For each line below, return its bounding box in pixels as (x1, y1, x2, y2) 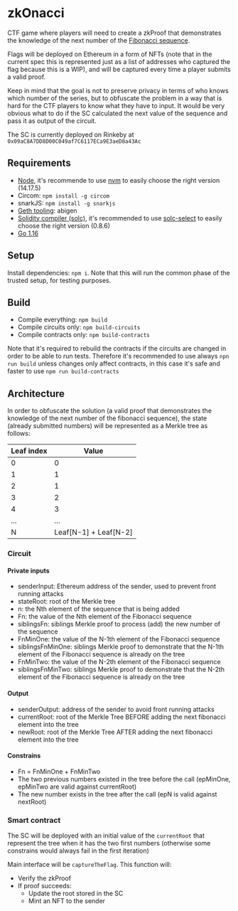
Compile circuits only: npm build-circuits (17, 323, 141, 331)
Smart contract (7, 815, 61, 825)
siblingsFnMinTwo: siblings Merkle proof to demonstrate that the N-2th (17, 665, 225, 673)
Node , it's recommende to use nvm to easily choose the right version (17, 176, 220, 184)
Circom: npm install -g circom (17, 191, 110, 200)
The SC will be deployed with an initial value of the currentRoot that (7, 831, 205, 840)
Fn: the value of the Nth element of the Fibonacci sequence (17, 612, 192, 621)
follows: (7, 429, 31, 438)
